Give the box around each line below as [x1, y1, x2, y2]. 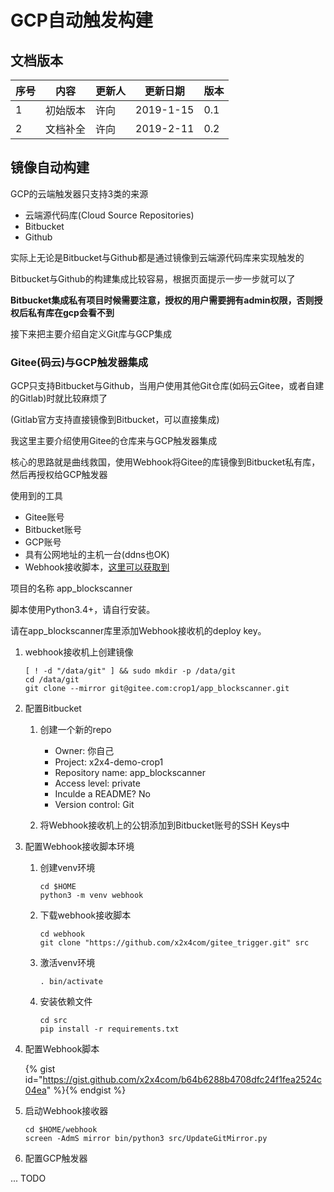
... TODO [10, 1172, 47, 1185]
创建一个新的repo [39, 724, 112, 736]
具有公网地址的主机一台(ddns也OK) [24, 549, 170, 561]
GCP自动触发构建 [10, 9, 153, 32]
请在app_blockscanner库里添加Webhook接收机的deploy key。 [10, 625, 267, 637]
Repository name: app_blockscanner [54, 767, 207, 779]
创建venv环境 [39, 862, 96, 874]
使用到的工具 [10, 490, 63, 502]
